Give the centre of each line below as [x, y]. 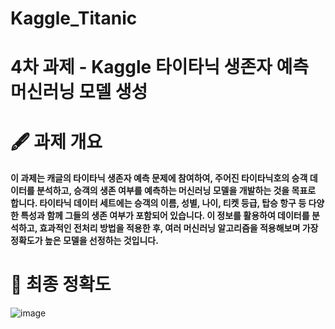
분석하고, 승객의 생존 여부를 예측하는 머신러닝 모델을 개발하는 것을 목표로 [176, 191]
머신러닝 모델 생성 [79, 92]
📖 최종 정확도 [61, 284]
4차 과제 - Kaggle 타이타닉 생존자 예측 [159, 67]
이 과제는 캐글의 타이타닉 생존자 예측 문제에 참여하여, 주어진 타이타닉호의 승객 [159, 178]
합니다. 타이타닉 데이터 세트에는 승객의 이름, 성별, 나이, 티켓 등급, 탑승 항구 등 [158, 203]
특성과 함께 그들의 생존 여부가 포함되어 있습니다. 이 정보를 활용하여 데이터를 [165, 216]
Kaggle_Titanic [74, 18]
